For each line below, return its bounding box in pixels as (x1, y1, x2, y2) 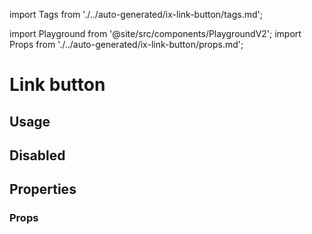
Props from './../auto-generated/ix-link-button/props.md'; (9, 39, 244, 50)
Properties (9, 181, 77, 198)
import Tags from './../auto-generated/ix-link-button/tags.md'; (9, 9, 263, 20)
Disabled (9, 147, 66, 164)
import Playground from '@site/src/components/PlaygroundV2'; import (9, 28, 302, 39)
